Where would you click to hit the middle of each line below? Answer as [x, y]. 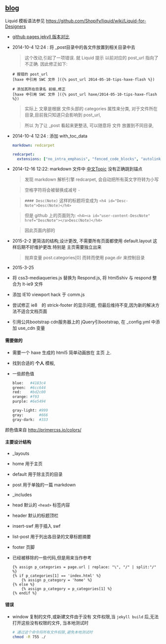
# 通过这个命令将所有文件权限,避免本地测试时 [52, 633]
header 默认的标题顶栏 [35, 515]
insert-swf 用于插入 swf [36, 526]
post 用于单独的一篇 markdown [44, 485]
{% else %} [23, 584]
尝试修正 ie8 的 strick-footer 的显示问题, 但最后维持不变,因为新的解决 [84, 305]
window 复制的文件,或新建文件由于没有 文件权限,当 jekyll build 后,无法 [85, 617]
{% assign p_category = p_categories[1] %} [67, 589]
